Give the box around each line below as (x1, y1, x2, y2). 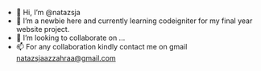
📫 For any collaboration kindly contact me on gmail (15, 42, 188, 51)
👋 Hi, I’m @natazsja (15, 8, 81, 17)
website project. (15, 25, 70, 34)
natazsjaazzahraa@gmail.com (15, 53, 116, 63)
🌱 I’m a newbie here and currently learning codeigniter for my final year (15, 16, 253, 26)
